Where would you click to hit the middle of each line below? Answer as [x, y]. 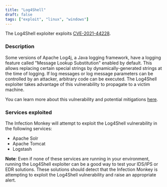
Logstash [22, 149]
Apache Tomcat [29, 143]
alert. [11, 180]
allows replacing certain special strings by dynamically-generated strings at [84, 68]
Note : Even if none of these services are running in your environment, [77, 158]
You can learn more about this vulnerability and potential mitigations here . [82, 99]
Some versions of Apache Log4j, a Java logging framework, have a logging [83, 57]
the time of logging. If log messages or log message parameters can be [79, 73]
